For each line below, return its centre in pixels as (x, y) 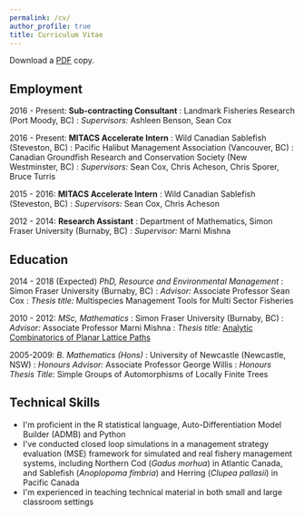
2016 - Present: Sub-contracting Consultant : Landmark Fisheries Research (152, 111)
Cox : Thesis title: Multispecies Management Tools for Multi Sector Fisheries (152, 301)
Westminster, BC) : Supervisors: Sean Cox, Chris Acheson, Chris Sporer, (144, 167)
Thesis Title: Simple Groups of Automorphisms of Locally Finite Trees (139, 374)
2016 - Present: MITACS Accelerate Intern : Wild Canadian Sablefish (138, 138)
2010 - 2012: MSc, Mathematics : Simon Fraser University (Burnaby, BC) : (147, 318)
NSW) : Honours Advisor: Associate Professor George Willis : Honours (141, 365)
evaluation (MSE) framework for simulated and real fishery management (157, 453)
